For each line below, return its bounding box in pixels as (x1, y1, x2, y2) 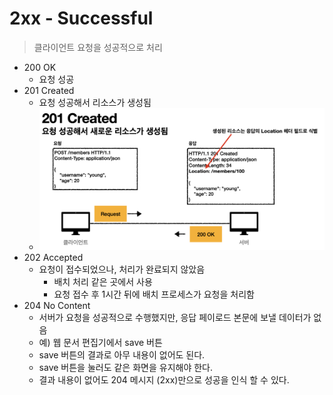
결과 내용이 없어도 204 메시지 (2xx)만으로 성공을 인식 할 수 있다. (38, 373, 290, 386)
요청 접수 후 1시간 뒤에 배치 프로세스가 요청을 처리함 (53, 288, 255, 300)
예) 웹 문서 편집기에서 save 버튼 (38, 336, 163, 348)
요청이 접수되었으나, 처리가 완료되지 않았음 (38, 263, 206, 275)
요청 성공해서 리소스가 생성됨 (38, 96, 152, 108)
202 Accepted (23, 251, 84, 263)
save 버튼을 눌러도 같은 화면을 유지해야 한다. (38, 361, 214, 373)
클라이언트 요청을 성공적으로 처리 (33, 41, 163, 53)
